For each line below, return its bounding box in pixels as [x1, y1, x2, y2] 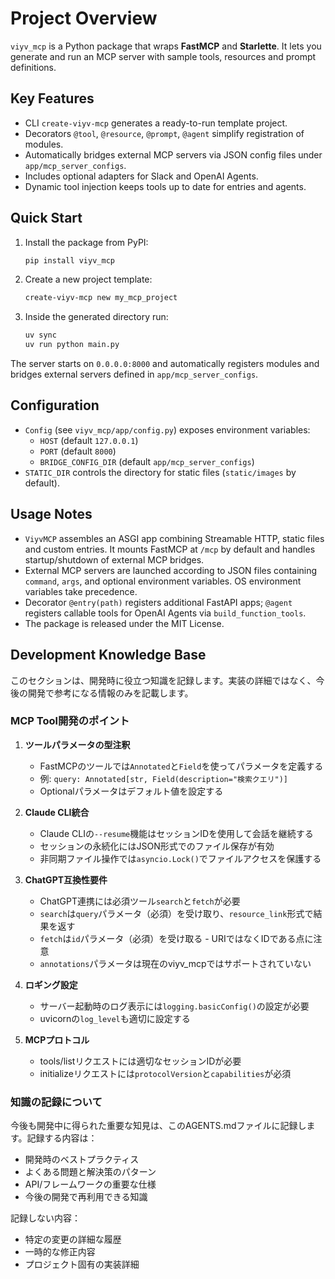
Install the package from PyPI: [24, 236, 149, 248]
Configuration [10, 397, 100, 414]
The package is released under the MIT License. [24, 617, 225, 629]
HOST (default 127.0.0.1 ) [39, 434, 139, 446]
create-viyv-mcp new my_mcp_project [24, 293, 178, 303]
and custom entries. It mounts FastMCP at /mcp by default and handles [24, 543, 316, 555]
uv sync [24, 330, 57, 341]
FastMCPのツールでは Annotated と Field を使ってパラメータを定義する [39, 760, 324, 772]
